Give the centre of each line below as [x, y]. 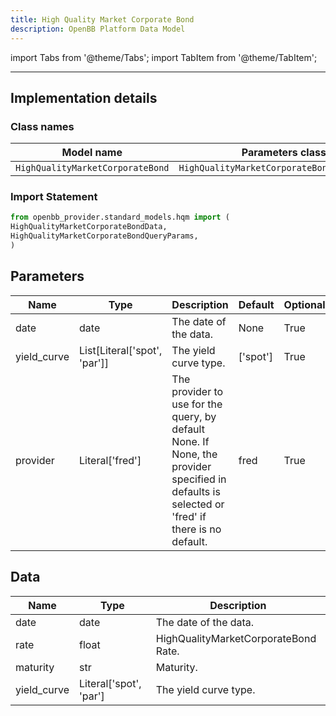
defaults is [196, 491]
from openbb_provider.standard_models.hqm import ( [120, 217]
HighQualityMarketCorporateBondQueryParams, [104, 236]
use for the [197, 404]
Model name [92, 153]
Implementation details [84, 97]
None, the [194, 454]
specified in [199, 479]
